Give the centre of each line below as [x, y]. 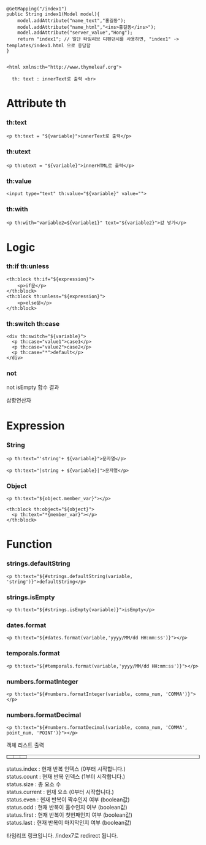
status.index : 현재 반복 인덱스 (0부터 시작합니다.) [66, 769]
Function [29, 545]
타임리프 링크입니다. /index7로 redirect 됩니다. [62, 836]
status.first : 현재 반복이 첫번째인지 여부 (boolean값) [70, 815]
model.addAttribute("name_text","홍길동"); [72, 21]
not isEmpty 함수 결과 [33, 387]
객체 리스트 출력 [25, 745]
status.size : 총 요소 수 [34, 784]
